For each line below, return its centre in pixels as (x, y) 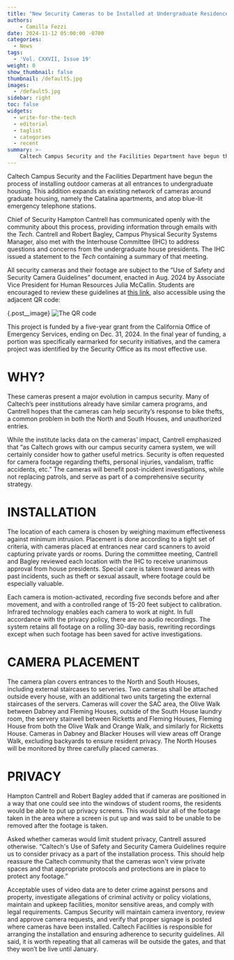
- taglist (28, 130)
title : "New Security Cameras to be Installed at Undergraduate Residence (118, 14)
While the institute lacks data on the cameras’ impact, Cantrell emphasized (114, 440)
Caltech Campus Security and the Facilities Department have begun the (110, 176)
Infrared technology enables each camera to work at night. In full (100, 612)
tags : (15, 53)
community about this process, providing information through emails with (112, 227)
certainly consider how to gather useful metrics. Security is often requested (116, 454)
